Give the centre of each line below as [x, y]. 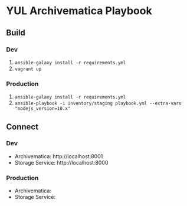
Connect [22, 127]
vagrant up [28, 69]
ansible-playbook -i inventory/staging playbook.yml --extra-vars [98, 104]
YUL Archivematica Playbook [79, 11]
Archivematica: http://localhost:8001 [59, 156]
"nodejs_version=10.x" [42, 109]
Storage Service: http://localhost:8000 [61, 162]
